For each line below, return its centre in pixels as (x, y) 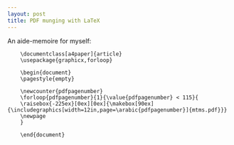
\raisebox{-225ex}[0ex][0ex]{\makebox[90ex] (87, 104)
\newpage (33, 116)
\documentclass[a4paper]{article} (71, 54)
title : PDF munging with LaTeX (54, 21)
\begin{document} (46, 72)
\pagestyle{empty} (47, 79)
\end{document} (43, 135)
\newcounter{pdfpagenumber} (62, 91)
